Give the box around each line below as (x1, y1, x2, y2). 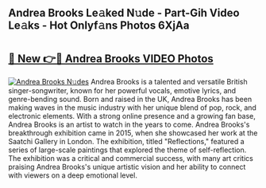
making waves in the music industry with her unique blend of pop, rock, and (8, 103, 256, 112)
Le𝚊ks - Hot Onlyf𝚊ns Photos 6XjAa (8, 19, 190, 33)
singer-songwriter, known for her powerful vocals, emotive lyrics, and (8, 86, 237, 95)
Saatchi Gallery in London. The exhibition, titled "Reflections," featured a (8, 137, 245, 146)
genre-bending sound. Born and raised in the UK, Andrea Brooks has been (8, 95, 253, 104)
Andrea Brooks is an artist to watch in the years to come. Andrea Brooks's (8, 119, 250, 129)
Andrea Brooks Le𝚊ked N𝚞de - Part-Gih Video (8, 6, 240, 20)
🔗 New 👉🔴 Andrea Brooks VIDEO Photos (8, 52, 214, 65)
